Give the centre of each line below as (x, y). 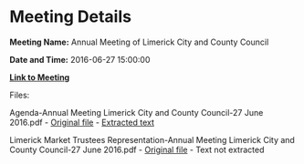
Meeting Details (71, 17)
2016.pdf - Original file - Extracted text (82, 122)
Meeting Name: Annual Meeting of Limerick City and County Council (139, 42)
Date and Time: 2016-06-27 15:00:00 (80, 59)
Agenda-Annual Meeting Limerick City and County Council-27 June (136, 112)
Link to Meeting (40, 77)
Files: (20, 95)
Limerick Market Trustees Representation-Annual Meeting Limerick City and (152, 139)
